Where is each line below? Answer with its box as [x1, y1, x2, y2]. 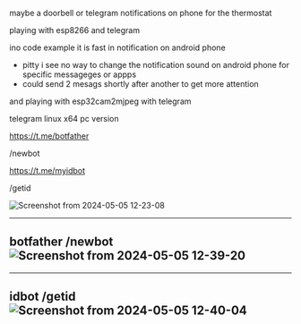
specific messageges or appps [21, 69, 137, 80]
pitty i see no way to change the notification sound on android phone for [21, 60, 289, 70]
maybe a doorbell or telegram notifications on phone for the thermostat [9, 8, 272, 18]
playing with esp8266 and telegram [9, 25, 141, 35]
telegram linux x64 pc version [9, 114, 119, 124]
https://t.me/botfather [9, 131, 90, 141]
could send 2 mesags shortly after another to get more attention [21, 79, 260, 89]
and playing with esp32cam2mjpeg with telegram [9, 96, 192, 107]
